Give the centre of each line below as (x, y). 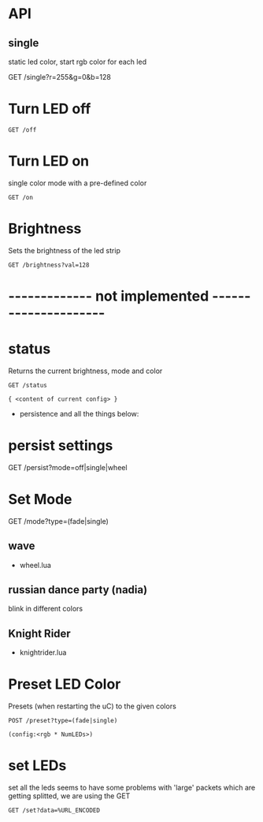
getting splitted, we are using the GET (69, 796)
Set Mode (40, 500)
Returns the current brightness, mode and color (85, 371)
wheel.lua (35, 565)
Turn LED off (50, 109)
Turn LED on (49, 161)
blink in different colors (46, 609)
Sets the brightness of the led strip (64, 250)
